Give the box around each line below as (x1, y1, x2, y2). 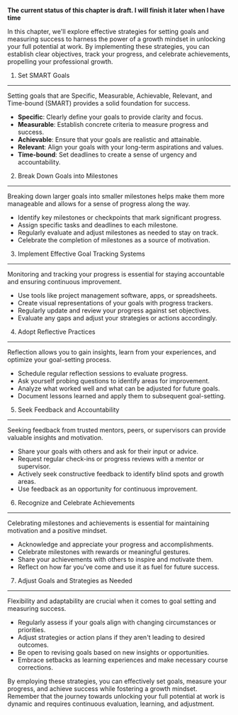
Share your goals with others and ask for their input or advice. (17, 447, 198, 456)
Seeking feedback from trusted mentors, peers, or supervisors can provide (7, 426, 227, 434)
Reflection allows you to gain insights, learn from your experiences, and (7, 348, 217, 356)
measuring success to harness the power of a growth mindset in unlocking (7, 35, 225, 43)
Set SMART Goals (17, 71, 70, 79)
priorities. (17, 626, 46, 634)
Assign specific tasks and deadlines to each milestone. (17, 221, 178, 229)
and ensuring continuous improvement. (7, 278, 122, 286)
